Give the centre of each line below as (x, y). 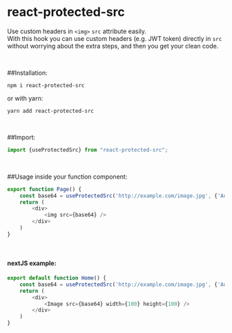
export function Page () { (44, 189)
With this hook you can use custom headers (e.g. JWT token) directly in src (115, 38)
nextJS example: (32, 263)
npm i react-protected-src (46, 85)
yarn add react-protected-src (51, 111)
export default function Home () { (57, 278)
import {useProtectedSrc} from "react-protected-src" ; (88, 150)
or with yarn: (25, 98)
